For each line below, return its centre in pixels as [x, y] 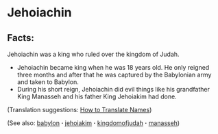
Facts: [21, 38]
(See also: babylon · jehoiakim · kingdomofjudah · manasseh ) [94, 123]
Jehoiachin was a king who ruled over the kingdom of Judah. [93, 54]
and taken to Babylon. [48, 82]
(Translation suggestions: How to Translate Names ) [80, 110]
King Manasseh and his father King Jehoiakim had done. [97, 96]
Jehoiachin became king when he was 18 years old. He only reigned [113, 67]
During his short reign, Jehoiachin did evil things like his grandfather [113, 89]
